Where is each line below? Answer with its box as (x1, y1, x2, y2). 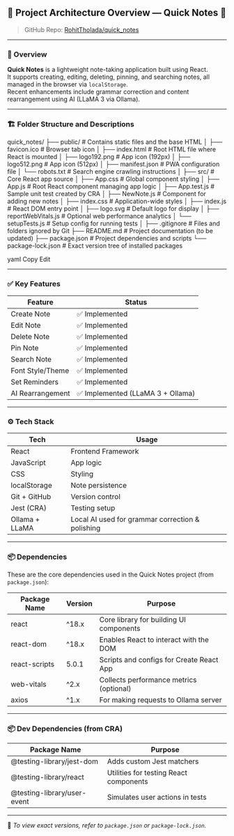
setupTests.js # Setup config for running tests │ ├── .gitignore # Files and (7, 219, 221, 227)
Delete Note (10, 331, 50, 341)
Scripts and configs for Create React (99, 655, 219, 665)
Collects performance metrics (99, 675, 197, 685)
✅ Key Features (7, 279, 61, 289)
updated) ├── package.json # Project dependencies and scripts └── (7, 234, 207, 243)
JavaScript (10, 458, 47, 468)
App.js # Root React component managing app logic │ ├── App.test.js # (7, 182, 214, 191)
